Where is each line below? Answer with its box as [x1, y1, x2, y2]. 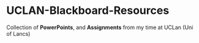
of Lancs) [6, 30, 31, 37]
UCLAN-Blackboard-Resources [6, 4, 170, 18]
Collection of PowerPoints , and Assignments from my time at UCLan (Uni [6, 24, 193, 31]
